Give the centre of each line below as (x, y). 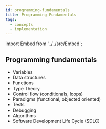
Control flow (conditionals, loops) (48, 94)
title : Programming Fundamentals (41, 15)
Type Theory (26, 88)
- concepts (22, 24)
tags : (11, 19)
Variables (23, 72)
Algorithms (24, 115)
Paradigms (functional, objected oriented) (57, 99)
